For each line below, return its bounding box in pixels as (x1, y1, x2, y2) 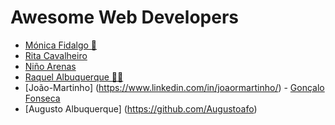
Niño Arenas (24, 60, 77, 72)
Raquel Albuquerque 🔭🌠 (24, 71, 124, 83)
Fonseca (24, 92, 61, 104)
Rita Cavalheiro (24, 49, 88, 61)
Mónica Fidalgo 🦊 (24, 39, 98, 51)
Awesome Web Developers (10, 6, 239, 29)
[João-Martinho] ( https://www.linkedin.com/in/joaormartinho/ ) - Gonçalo (24, 81, 325, 93)
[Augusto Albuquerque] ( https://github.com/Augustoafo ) (24, 102, 258, 115)
